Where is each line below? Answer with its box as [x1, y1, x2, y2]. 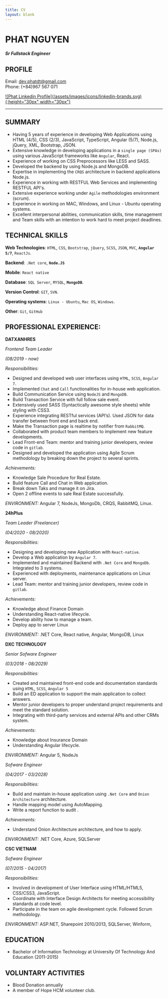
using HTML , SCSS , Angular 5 [12, 685, 68, 691]
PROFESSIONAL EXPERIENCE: [5, 323, 101, 331]
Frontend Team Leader [5, 346, 52, 352]
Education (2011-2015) [12, 954, 58, 960]
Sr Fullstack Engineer [5, 51, 51, 57]
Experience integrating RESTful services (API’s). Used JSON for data [12, 412, 154, 418]
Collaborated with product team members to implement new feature [12, 428, 152, 434]
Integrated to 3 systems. [12, 565, 63, 571]
